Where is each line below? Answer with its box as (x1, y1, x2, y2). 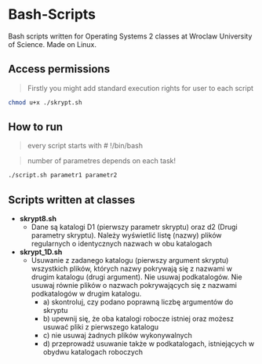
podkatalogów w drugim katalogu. (31, 289, 142, 299)
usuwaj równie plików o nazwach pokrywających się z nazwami (31, 281, 238, 290)
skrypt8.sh (19, 214, 57, 224)
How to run (8, 120, 64, 134)
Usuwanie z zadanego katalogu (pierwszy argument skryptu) (31, 256, 229, 265)
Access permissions (8, 63, 111, 76)
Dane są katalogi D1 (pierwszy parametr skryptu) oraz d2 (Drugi (31, 222, 238, 232)
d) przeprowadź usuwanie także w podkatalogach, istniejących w (42, 339, 255, 348)
